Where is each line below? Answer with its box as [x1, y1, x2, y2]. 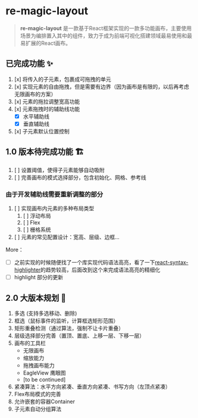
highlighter [14, 266, 41, 273]
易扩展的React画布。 [20, 39, 71, 46]
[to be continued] [23, 376, 66, 383]
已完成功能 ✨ [5, 58, 54, 69]
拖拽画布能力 [23, 361, 55, 369]
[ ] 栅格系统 [23, 226, 51, 233]
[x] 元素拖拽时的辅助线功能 [14, 105, 80, 113]
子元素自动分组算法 [14, 405, 62, 412]
